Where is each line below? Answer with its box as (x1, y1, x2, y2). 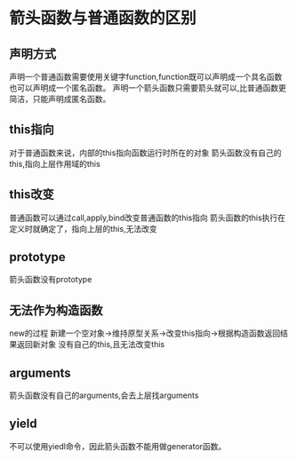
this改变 (9, 187, 55, 202)
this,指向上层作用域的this (9, 158, 100, 169)
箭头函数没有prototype (9, 274, 92, 285)
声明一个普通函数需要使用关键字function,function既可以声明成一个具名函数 (9, 72, 283, 82)
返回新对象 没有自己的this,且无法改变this (16, 339, 165, 350)
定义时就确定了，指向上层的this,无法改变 (9, 223, 157, 234)
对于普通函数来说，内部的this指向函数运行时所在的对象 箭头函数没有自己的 (9, 147, 282, 158)
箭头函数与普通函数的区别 (9, 8, 197, 28)
